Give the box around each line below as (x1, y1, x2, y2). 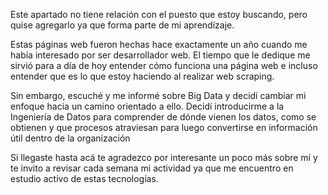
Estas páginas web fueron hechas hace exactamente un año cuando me (10, 39, 308, 50)
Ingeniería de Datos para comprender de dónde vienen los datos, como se (10, 111, 317, 123)
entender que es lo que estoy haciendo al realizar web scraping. (10, 70, 275, 82)
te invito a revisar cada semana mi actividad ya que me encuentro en (10, 162, 294, 174)
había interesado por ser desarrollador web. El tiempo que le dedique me (10, 49, 311, 61)
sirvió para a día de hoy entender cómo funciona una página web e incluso (10, 60, 318, 71)
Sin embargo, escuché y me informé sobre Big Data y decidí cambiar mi (10, 90, 307, 101)
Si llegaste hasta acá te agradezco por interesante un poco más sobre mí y (10, 152, 318, 163)
